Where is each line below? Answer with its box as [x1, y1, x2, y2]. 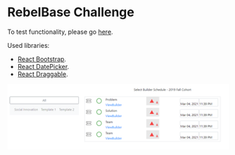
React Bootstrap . [17, 54, 67, 63]
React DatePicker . [17, 62, 70, 70]
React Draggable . [17, 70, 68, 78]
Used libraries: [7, 41, 50, 49]
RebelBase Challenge [7, 4, 135, 20]
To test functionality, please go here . [7, 27, 114, 36]
